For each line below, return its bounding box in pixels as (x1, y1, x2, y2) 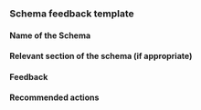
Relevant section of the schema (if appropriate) (9, 51, 193, 62)
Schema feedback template (9, 7, 134, 20)
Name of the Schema (9, 30, 91, 41)
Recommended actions (9, 92, 100, 103)
